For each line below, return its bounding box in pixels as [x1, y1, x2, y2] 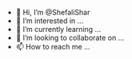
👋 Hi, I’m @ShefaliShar [15, 8, 90, 17]
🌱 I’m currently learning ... [15, 25, 102, 33]
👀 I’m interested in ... [15, 16, 84, 26]
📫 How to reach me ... [15, 42, 90, 51]
